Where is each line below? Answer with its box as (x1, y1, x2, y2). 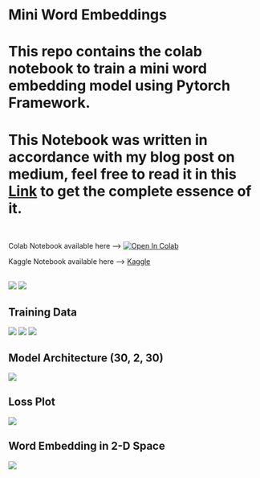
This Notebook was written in (8, 130, 208, 149)
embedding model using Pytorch (8, 76, 231, 95)
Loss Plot (8, 395, 56, 409)
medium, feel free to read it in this (8, 165, 237, 183)
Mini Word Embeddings (8, 6, 167, 24)
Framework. (8, 94, 91, 112)
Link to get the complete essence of (8, 182, 252, 200)
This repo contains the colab (8, 43, 203, 61)
